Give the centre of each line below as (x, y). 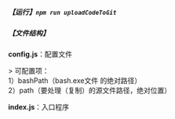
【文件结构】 (29, 33)
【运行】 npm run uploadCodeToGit (62, 12)
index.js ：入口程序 (38, 107)
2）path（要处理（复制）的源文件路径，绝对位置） (89, 91)
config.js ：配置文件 (40, 54)
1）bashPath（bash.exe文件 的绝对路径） (75, 81)
